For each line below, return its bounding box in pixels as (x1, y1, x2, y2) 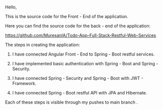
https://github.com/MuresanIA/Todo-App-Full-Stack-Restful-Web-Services (5, 33, 156, 38)
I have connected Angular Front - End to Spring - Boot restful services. (12, 51, 155, 57)
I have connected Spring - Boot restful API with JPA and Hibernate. (12, 90, 147, 95)
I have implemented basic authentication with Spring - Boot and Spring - (12, 61, 158, 66)
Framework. (12, 80, 37, 86)
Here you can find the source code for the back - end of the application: (5, 23, 151, 29)
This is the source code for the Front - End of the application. (5, 14, 128, 19)
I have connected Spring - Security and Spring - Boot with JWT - (12, 75, 143, 81)
